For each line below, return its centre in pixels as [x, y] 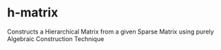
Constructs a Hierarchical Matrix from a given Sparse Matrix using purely [111, 32]
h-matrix [33, 13]
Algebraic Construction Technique [56, 38]
